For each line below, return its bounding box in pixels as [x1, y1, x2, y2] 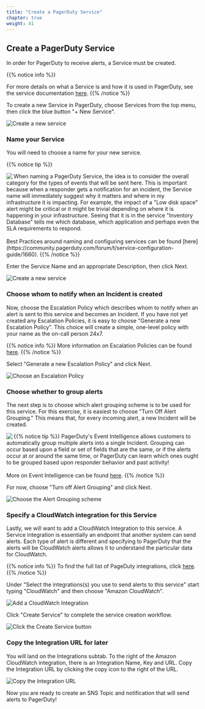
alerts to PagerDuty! [6, 696, 57, 703]
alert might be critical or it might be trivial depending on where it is [6, 205, 174, 213]
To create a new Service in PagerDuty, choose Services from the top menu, [6, 102, 197, 109]
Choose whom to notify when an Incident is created [6, 290, 163, 298]
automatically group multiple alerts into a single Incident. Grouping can [6, 439, 185, 447]
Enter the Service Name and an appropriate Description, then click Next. [6, 263, 188, 270]
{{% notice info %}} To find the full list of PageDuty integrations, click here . [6, 563, 196, 570]
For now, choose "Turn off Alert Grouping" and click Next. [6, 483, 152, 491]
